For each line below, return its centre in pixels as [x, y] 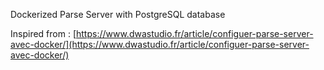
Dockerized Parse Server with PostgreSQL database [118, 14]
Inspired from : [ [43, 33]
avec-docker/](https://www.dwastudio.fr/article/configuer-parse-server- [160, 44]
